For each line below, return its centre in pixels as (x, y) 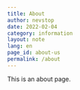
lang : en (20, 46)
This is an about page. (39, 79)
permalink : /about (34, 59)
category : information (40, 33)
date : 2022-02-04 (32, 27)
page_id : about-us (34, 53)
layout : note (26, 40)
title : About (26, 14)
